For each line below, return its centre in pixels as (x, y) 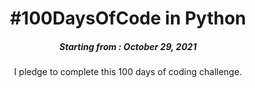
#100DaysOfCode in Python (128, 18)
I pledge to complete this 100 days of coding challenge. (128, 72)
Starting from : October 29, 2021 (128, 46)
